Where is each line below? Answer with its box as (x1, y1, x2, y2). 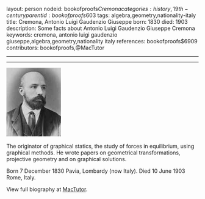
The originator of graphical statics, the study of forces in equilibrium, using (6, 143, 195, 150)
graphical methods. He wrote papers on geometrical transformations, (6, 149, 181, 156)
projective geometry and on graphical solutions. (6, 156, 127, 162)
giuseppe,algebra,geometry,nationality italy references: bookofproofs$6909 (6, 38, 198, 45)
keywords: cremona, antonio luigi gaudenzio (6, 31, 118, 38)
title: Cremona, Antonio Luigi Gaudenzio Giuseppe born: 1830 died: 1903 (6, 18, 188, 25)
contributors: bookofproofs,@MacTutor (6, 44, 105, 51)
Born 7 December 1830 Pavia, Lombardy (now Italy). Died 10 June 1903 (6, 167, 185, 175)
